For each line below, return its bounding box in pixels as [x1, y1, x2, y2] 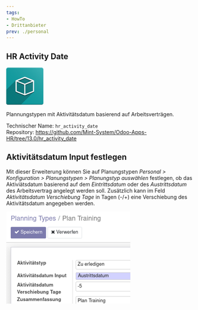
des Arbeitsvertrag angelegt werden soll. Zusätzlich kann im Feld [6, 187, 165, 194]
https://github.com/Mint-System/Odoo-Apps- [35, 129, 147, 136]
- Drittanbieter [6, 22, 46, 28]
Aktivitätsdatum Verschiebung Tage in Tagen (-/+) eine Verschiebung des [6, 193, 187, 200]
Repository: [6, 129, 34, 136]
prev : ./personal [6, 29, 49, 35]
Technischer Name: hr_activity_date [6, 122, 98, 129]
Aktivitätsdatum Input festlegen [6, 152, 127, 162]
